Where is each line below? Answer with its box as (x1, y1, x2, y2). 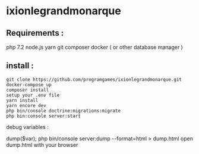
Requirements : (6, 28, 64, 38)
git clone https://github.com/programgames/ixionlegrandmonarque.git (6, 76, 182, 83)
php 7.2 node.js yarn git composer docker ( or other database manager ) (6, 43, 183, 51)
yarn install (6, 97, 39, 103)
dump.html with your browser (6, 141, 78, 148)
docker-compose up (6, 81, 52, 87)
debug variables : (6, 123, 49, 130)
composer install (6, 87, 49, 93)
